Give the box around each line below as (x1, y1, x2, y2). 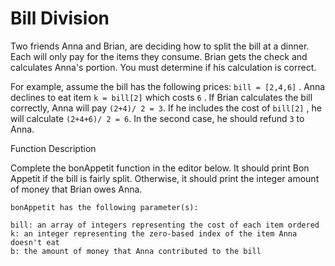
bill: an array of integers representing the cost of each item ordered (10, 220, 320, 230)
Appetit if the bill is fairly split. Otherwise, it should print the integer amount (10, 172, 320, 184)
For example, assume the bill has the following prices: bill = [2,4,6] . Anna (10, 80, 326, 92)
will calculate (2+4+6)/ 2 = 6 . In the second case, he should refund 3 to (10, 112, 305, 124)
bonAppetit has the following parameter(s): (10, 202, 199, 212)
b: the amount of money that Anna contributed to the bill (10, 246, 262, 256)
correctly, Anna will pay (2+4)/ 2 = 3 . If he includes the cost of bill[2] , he (10, 102, 322, 114)
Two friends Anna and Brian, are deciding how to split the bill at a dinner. (10, 40, 310, 52)
